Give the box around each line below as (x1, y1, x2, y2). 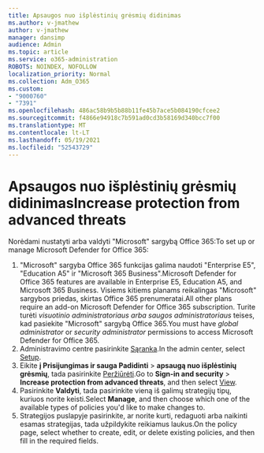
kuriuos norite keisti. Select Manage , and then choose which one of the (19, 395, 251, 404)
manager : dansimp (8, 33, 65, 42)
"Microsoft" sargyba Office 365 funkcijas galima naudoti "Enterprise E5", (19, 261, 256, 270)
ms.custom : (8, 84, 44, 93)
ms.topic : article (8, 48, 69, 56)
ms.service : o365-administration (8, 56, 118, 64)
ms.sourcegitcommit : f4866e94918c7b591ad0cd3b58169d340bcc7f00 (8, 114, 221, 122)
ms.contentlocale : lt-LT (8, 128, 90, 136)
